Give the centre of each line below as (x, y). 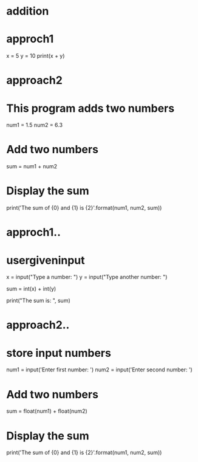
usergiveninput (46, 260)
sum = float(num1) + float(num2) (47, 411)
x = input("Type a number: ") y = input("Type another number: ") (87, 277)
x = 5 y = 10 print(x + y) (36, 56)
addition (28, 11)
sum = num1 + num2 (32, 167)
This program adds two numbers (90, 108)
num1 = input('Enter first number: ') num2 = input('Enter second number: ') (99, 370)
